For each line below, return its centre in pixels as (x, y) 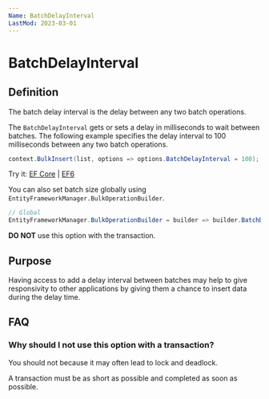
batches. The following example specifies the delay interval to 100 (117, 135)
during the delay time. (44, 296)
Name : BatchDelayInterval (51, 16)
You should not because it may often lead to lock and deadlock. (113, 362)
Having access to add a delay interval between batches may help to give (128, 280)
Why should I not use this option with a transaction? (111, 345)
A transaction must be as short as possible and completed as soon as (123, 378)
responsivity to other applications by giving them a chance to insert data (128, 288)
